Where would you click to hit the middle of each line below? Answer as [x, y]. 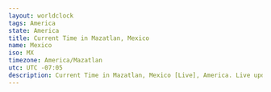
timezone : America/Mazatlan [56, 61]
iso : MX [21, 53]
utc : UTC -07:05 [35, 68]
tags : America [32, 23]
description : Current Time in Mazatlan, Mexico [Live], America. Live [129, 75]
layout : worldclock [41, 16]
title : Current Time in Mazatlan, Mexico [79, 38]
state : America [34, 30]
